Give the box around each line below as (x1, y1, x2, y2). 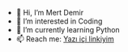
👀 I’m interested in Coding (15, 16, 103, 26)
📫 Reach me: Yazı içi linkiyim (15, 34, 115, 44)
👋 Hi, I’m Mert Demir (15, 8, 84, 17)
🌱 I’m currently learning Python (15, 25, 120, 34)
